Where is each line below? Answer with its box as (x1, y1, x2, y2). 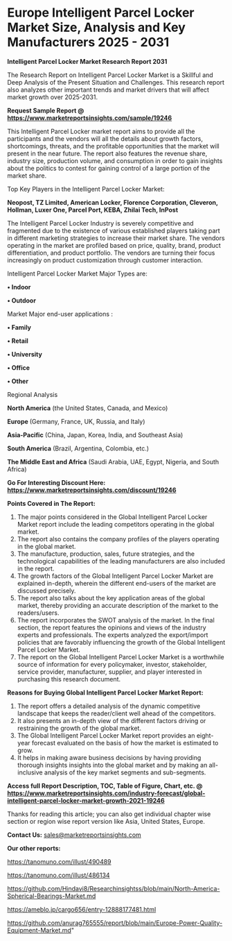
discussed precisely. (17, 586, 76, 595)
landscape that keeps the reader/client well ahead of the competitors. (17, 709, 216, 718)
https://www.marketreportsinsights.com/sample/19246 (7, 113, 172, 122)
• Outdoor (7, 296, 37, 305)
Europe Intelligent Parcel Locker (7, 5, 195, 21)
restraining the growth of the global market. (17, 724, 142, 732)
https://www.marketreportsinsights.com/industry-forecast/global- (7, 789, 206, 797)
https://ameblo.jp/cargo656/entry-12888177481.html (7, 905, 157, 913)
